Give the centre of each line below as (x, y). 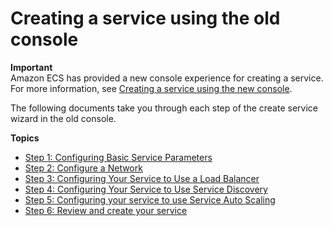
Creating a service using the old (145, 18)
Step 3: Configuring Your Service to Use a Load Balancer (142, 178)
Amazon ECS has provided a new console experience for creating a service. (167, 78)
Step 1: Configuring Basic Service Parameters (118, 157)
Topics (25, 138)
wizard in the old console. (63, 118)
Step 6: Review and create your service (106, 210)
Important (31, 67)
